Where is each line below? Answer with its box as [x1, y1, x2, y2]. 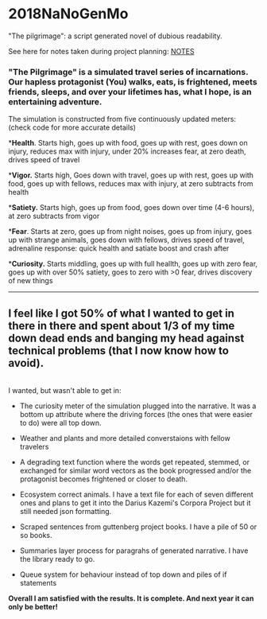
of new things [8, 276, 53, 286]
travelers [19, 442, 49, 452]
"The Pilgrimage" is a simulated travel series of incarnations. [8, 66, 249, 77]
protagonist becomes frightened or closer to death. [19, 474, 188, 484]
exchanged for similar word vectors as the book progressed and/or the [19, 466, 252, 476]
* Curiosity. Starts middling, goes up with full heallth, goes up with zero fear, [8, 259, 258, 269]
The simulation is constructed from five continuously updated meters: [8, 115, 237, 124]
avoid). [8, 356, 44, 370]
